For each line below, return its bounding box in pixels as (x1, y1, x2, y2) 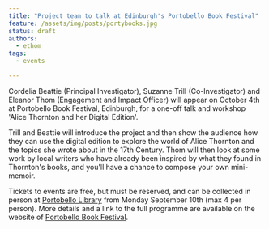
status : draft (8, 27, 57, 35)
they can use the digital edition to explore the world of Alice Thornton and (8, 136, 254, 146)
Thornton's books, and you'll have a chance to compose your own (8, 162, 229, 172)
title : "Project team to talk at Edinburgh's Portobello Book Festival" (8, 11, 259, 20)
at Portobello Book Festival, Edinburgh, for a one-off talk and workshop (8, 103, 246, 113)
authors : (8, 34, 38, 43)
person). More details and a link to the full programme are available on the (8, 203, 255, 213)
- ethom (15, 42, 42, 50)
